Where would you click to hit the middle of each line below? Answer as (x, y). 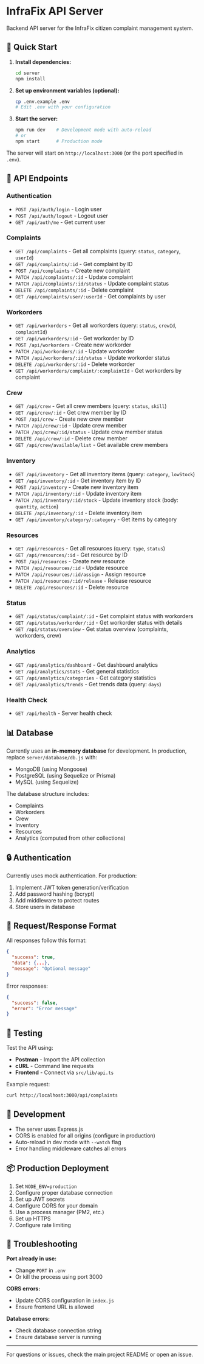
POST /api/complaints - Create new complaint (73, 270)
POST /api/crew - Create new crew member (69, 419)
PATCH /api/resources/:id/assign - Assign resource (80, 574)
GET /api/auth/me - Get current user (60, 222)
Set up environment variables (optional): (67, 90)
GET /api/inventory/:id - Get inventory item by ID (78, 480)
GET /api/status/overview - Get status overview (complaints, (92, 629)
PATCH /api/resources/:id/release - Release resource (83, 581)
